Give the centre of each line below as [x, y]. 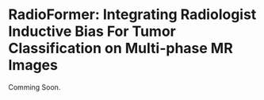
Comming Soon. [34, 87]
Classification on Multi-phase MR [121, 48]
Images [33, 65]
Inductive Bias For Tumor [92, 31]
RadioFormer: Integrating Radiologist [132, 15]
